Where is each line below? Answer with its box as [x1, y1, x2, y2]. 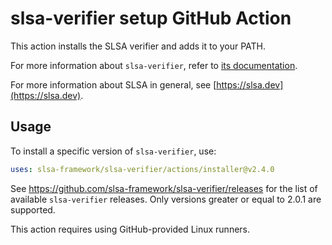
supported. [10, 203, 56, 216]
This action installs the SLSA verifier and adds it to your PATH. [10, 40, 267, 52]
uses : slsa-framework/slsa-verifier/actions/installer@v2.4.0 [10, 164, 275, 174]
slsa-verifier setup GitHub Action [10, 7, 292, 30]
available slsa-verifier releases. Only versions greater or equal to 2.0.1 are [10, 193, 322, 205]
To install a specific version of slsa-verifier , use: [10, 145, 217, 157]
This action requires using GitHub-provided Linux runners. [10, 223, 251, 235]
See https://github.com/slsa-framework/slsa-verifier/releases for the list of [10, 182, 318, 194]
